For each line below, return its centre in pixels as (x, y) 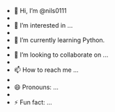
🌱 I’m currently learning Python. (59, 40)
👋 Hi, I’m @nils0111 (40, 11)
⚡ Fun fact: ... (33, 102)
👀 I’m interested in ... (43, 25)
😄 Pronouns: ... (36, 87)
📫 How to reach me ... (46, 70)
